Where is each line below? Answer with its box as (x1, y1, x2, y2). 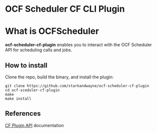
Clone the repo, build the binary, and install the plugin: (5, 74, 114, 80)
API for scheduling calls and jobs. (5, 47, 72, 53)
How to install (5, 61, 48, 69)
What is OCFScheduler (5, 26, 99, 37)
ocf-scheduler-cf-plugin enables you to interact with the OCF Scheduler (5, 42, 152, 48)
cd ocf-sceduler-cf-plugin (5, 88, 60, 93)
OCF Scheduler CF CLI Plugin (5, 3, 125, 15)
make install (5, 96, 32, 101)
